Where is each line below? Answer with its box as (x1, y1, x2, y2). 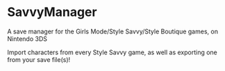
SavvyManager (7, 4, 97, 20)
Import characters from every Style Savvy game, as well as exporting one (7, 48, 217, 56)
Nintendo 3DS (7, 34, 47, 42)
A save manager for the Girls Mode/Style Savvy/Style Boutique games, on (7, 27, 219, 35)
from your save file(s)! (7, 55, 71, 63)
